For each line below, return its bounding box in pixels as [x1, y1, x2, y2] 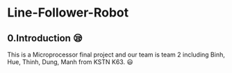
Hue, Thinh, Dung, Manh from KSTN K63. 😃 [7, 58, 133, 66]
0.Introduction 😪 [7, 32, 83, 44]
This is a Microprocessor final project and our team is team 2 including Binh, [7, 50, 226, 59]
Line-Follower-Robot [7, 5, 129, 21]
